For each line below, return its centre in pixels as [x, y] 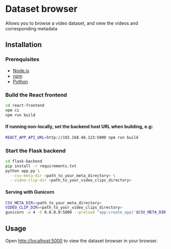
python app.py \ [23, 171]
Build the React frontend [36, 94]
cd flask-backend [24, 161]
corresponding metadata [31, 28]
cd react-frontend [25, 105]
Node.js [21, 70]
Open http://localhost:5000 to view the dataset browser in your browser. [81, 241]
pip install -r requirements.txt [41, 166]
